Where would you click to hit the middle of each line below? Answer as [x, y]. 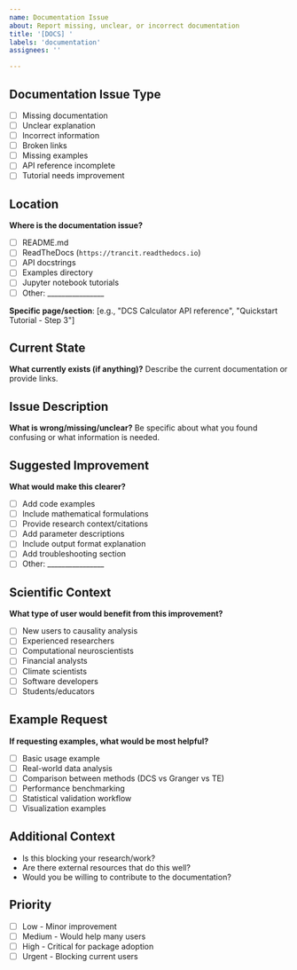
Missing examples [55, 155]
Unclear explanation [59, 126]
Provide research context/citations [85, 524]
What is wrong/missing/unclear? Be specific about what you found [133, 428]
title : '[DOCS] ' [41, 34]
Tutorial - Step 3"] [42, 319]
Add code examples [59, 504]
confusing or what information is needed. [85, 438]
